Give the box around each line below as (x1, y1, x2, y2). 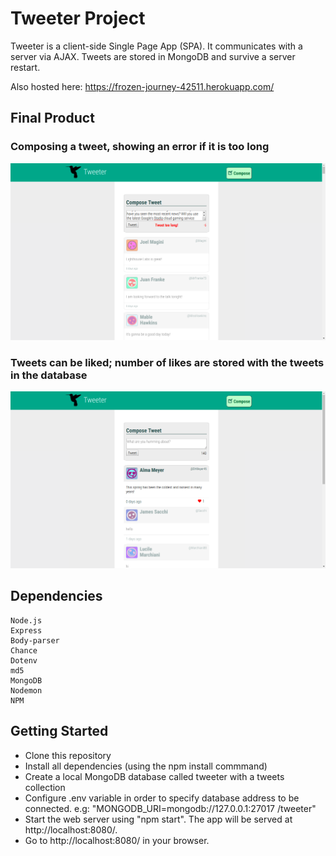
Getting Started (10, 723, 109, 740)
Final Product (10, 110, 95, 127)
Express (10, 625, 43, 636)
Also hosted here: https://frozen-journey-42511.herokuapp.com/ (10, 80, 275, 92)
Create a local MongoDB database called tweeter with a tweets (24, 770, 285, 782)
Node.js (10, 615, 43, 626)
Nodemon (10, 685, 43, 696)
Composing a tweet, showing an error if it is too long (10, 140, 270, 154)
